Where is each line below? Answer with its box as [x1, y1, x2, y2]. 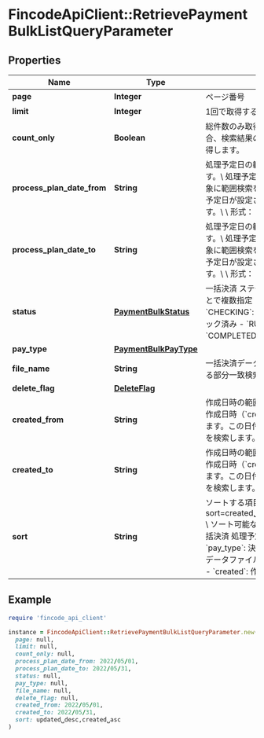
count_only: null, [15, 650, 76, 658]
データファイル [205, 554, 261, 565]
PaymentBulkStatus [113, 307, 190, 317]
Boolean [113, 132, 145, 143]
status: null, [15, 672, 61, 680]
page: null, [15, 635, 55, 644]
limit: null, [15, 643, 58, 651]
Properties [8, 53, 61, 67]
